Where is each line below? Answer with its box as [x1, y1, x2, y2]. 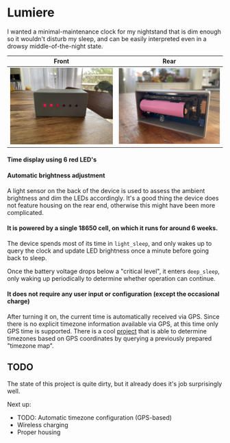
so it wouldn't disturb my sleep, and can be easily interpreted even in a [7, 34, 207, 42]
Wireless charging [16, 420, 68, 429]
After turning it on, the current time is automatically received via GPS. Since [7, 312, 220, 320]
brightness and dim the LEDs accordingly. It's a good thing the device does [7, 194, 219, 202]
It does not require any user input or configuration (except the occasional [7, 290, 220, 299]
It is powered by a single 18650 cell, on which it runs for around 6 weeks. [7, 224, 218, 232]
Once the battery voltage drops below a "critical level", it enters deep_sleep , [7, 267, 220, 275]
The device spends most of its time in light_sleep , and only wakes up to [7, 239, 212, 247]
